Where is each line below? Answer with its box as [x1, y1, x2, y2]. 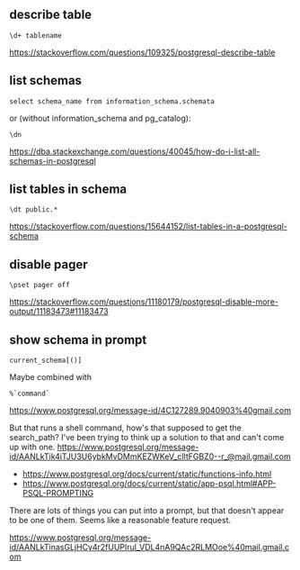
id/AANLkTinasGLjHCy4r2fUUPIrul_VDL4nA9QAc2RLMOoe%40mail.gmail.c [9, 542, 290, 553]
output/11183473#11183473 [9, 306, 110, 317]
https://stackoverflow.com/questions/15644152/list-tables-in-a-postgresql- [9, 221, 287, 232]
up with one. [9, 441, 56, 453]
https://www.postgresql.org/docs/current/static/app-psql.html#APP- [22, 478, 277, 489]
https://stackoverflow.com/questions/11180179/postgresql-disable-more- [9, 296, 278, 307]
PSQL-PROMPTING [22, 488, 94, 499]
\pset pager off [9, 281, 70, 290]
